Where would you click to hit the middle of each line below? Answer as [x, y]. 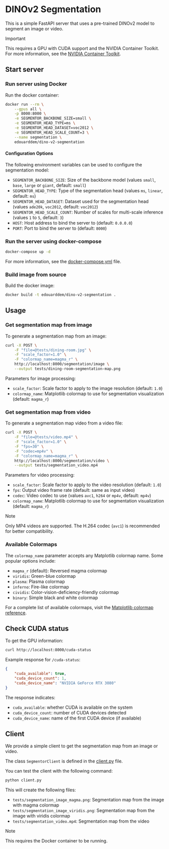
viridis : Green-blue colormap [44, 576]
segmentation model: [27, 170]
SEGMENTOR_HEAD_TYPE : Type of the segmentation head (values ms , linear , [88, 190]
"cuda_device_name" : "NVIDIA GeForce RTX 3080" [65, 683]
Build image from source [36, 274]
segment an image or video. [34, 28]
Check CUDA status [37, 628]
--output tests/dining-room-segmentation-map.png [68, 369]
